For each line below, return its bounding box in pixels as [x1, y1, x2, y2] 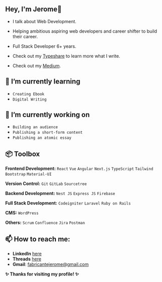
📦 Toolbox [5, 149, 40, 158]
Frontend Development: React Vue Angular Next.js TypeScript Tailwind [5, 165, 153, 171]
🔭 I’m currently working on [5, 111, 90, 119]
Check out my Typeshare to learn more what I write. [12, 53, 121, 59]
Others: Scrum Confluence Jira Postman [5, 220, 86, 226]
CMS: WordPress [5, 210, 39, 216]
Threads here [12, 256, 42, 262]
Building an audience [12, 125, 58, 130]
